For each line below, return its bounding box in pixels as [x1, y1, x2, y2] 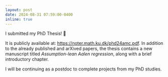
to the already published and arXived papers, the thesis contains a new [5, 46, 152, 52]
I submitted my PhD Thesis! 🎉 [5, 31, 66, 37]
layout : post [5, 7, 33, 13]
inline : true [5, 17, 33, 22]
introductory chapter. [5, 56, 49, 62]
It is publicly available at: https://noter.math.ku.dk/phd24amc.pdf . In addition [5, 40, 163, 46]
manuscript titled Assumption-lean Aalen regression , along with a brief [5, 51, 152, 57]
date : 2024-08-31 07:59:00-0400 [5, 12, 73, 17]
